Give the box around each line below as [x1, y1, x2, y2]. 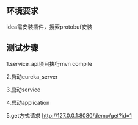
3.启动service [6, 86, 41, 93]
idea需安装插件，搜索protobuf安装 [6, 23, 93, 30]
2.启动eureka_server [6, 73, 58, 80]
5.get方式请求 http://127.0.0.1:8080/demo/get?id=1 [6, 112, 133, 119]
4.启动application [6, 99, 50, 106]
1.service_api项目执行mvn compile [6, 60, 93, 67]
